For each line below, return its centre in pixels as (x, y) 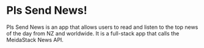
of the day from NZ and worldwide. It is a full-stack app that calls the (93, 33)
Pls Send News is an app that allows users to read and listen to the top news (102, 27)
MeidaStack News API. (35, 40)
